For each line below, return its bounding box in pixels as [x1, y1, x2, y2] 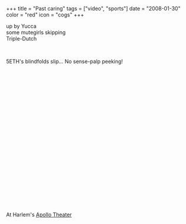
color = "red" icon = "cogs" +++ [6, 11, 84, 18]
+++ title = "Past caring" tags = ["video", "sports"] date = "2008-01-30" [6, 5, 181, 12]
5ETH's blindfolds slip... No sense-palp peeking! [6, 58, 124, 65]
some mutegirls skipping [6, 29, 66, 36]
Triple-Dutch [6, 35, 37, 42]
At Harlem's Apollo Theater [6, 211, 72, 218]
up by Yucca [6, 23, 37, 29]
